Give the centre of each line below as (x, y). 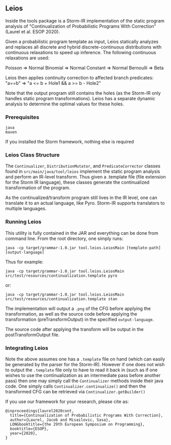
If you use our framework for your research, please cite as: (67, 402)
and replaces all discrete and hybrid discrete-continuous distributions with (83, 47)
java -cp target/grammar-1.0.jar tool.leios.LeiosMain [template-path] (83, 248)
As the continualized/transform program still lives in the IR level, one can (81, 198)
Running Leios (23, 222)
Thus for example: (25, 262)
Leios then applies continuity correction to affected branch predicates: (79, 77)
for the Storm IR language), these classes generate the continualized (77, 182)
